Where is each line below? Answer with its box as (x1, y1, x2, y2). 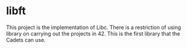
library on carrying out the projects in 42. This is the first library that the (6, 30, 181, 37)
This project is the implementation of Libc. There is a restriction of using (6, 24, 181, 31)
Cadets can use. (6, 36, 46, 43)
